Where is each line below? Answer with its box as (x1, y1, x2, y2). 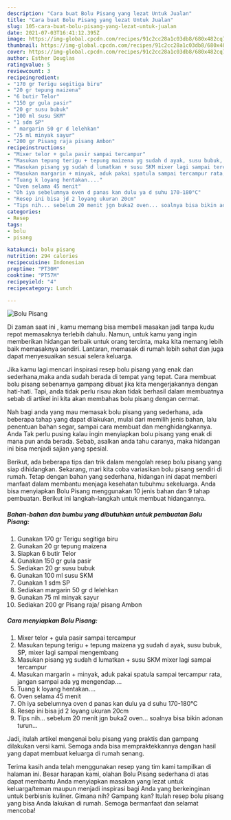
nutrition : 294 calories (7, 252, 78, 260)
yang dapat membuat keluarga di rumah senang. (7, 749, 144, 757)
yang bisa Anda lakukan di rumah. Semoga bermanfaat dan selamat (7, 799, 199, 808)
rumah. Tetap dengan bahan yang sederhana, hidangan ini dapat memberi (7, 473, 217, 481)
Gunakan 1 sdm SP (16, 579, 71, 587)
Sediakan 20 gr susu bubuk (16, 564, 96, 572)
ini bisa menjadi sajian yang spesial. (7, 444, 109, 453)
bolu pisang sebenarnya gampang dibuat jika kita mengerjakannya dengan (7, 380, 219, 389)
